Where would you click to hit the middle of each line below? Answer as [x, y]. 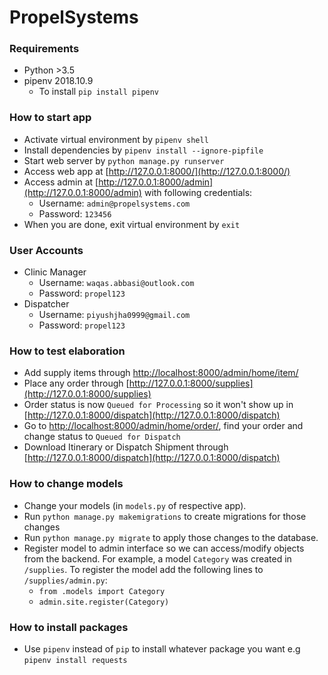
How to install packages [69, 627]
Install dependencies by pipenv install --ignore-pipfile [143, 150]
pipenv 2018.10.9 [58, 81]
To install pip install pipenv [99, 92]
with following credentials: [198, 192]
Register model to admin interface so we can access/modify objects [164, 548]
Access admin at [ [61, 182]
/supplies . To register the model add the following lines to [143, 569]
